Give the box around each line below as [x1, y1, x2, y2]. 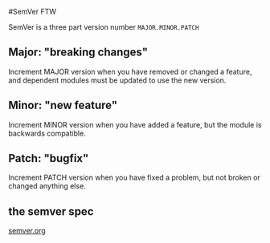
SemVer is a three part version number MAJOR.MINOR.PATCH [8, 22, 199, 31]
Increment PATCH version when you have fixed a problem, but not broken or [8, 172, 261, 183]
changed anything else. [8, 181, 86, 191]
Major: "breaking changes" [8, 46, 149, 59]
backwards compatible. [8, 128, 86, 138]
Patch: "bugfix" [8, 152, 89, 165]
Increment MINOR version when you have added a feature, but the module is [8, 119, 262, 129]
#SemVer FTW [8, 7, 56, 16]
